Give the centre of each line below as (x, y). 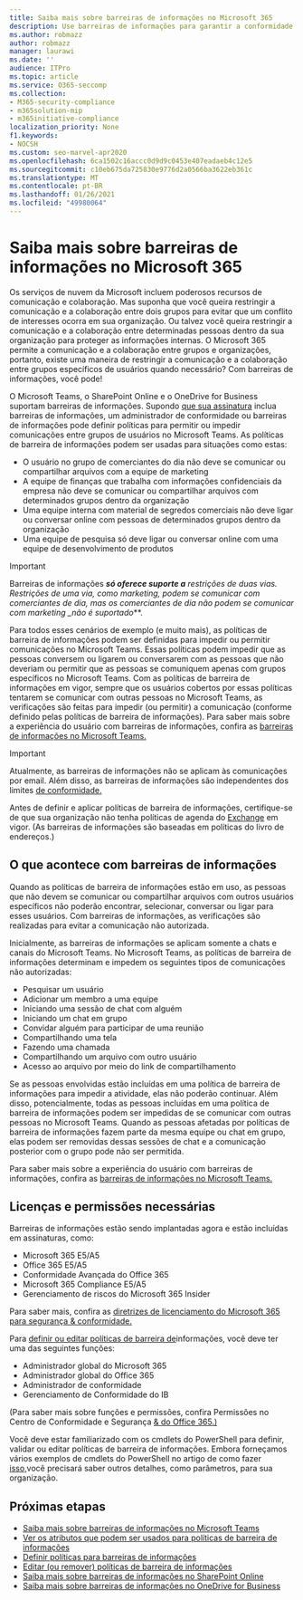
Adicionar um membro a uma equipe (90, 999)
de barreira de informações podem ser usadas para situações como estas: (148, 444)
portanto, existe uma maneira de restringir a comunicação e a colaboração (148, 359)
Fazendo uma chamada (66, 1047)
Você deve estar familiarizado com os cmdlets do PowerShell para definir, (147, 1440)
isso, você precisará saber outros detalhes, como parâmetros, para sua (141, 1469)
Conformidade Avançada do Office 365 (95, 1275)
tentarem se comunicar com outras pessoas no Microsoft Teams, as (136, 697)
